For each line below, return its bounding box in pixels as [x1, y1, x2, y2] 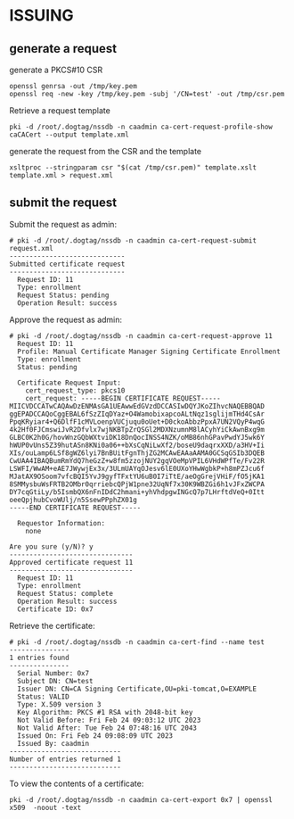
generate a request [9, 41, 118, 56]
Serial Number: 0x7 [17, 668, 90, 678]
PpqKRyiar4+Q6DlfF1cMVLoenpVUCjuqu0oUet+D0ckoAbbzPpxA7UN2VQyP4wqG [9, 417, 265, 426]
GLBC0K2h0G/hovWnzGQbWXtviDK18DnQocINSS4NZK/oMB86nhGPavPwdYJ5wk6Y [9, 433, 265, 442]
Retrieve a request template [9, 105, 111, 116]
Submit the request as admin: [9, 219, 118, 229]
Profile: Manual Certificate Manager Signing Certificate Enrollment [17, 347, 281, 356]
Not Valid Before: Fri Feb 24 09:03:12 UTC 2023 [17, 716, 201, 724]
